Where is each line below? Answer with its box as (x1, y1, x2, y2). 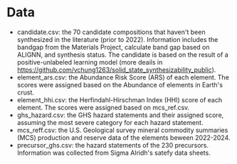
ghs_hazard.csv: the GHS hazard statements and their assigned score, (16, 111, 224, 119)
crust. (16, 88, 35, 97)
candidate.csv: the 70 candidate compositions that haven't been (16, 28, 206, 36)
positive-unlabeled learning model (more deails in (16, 58, 163, 66)
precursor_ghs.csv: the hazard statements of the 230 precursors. (16, 141, 209, 149)
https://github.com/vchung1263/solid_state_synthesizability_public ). (16, 65, 216, 74)
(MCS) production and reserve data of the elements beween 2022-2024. (16, 133, 231, 142)
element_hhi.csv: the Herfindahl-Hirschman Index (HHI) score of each (16, 95, 222, 104)
